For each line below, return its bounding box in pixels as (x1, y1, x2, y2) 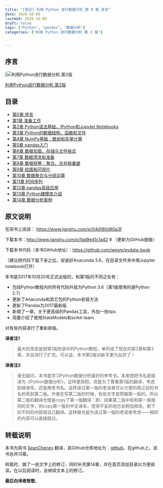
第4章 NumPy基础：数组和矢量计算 (12, 136, 82, 142)
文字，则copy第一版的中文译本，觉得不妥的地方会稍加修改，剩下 (25, 403, 156, 409)
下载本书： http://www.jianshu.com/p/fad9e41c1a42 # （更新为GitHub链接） (5, 237, 157, 243)
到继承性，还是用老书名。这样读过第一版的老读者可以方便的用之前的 (17, 385, 154, 391)
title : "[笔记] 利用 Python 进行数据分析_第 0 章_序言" (5, 7, 111, 12)
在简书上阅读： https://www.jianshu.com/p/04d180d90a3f (5, 226, 122, 232)
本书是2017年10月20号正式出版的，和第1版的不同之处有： (5, 274, 121, 280)
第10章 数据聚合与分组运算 (12, 172, 65, 178)
